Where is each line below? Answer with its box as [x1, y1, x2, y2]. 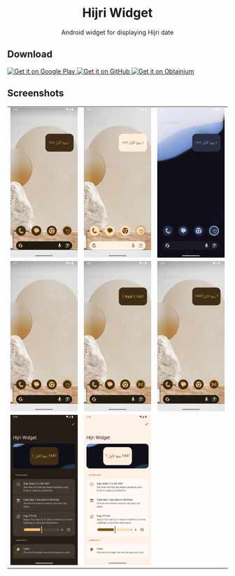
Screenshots [7, 88, 64, 100]
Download [7, 48, 52, 60]
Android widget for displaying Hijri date [61, 28, 174, 36]
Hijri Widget [82, 5, 153, 21]
